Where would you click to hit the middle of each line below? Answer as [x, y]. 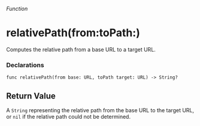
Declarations [25, 65]
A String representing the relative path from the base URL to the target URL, [100, 110]
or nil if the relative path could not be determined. [68, 117]
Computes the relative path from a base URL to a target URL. [81, 49]
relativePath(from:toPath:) [73, 33]
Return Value [31, 96]
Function [17, 9]
